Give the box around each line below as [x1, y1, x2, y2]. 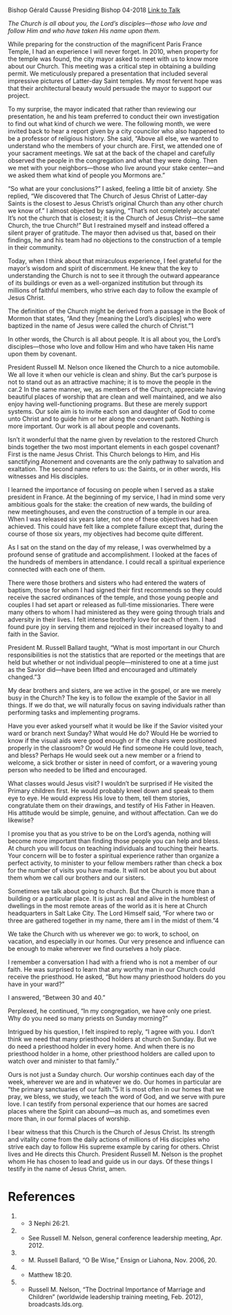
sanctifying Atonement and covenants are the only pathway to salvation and [8, 457, 224, 466]
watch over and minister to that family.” [8, 1057, 119, 1065]
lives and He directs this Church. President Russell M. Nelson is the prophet [8, 1150, 223, 1158]
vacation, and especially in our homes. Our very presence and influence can [8, 937, 225, 945]
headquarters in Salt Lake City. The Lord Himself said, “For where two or [8, 909, 214, 917]
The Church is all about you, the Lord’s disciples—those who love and [8, 19, 207, 27]
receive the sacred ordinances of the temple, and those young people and [8, 593, 219, 601]
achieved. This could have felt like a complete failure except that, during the [8, 523, 224, 530]
